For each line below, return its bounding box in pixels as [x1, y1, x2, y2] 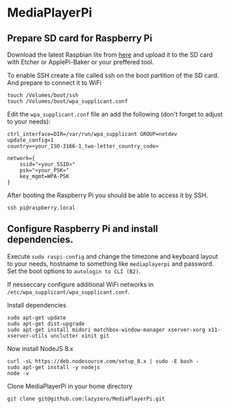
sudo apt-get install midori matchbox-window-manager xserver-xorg [7, 326, 206, 333]
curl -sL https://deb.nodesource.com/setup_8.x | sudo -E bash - [7, 357, 199, 365]
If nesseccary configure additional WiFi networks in [7, 280, 154, 288]
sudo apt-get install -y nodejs [7, 363, 100, 370]
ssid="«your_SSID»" [19, 161, 76, 168]
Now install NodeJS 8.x [7, 344, 74, 352]
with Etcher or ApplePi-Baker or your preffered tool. [7, 58, 154, 66]
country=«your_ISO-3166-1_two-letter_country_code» [7, 143, 159, 150]
